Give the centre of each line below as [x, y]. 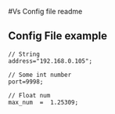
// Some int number [40, 75]
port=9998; [26, 82]
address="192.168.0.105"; [50, 61]
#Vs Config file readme [45, 11]
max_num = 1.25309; [43, 102]
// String [24, 54]
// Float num [29, 95]
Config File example [58, 36]
